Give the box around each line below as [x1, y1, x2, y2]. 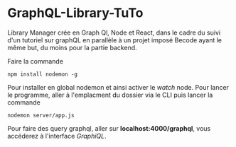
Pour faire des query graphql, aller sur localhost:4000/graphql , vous [7, 124, 211, 132]
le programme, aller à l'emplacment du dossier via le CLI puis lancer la [7, 90, 213, 99]
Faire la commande [7, 57, 64, 65]
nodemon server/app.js [7, 112, 75, 119]
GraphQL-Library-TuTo [7, 5, 144, 21]
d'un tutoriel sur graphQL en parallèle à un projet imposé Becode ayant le [7, 35, 222, 44]
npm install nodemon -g [7, 71, 78, 78]
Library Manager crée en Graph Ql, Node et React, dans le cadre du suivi [7, 28, 221, 37]
